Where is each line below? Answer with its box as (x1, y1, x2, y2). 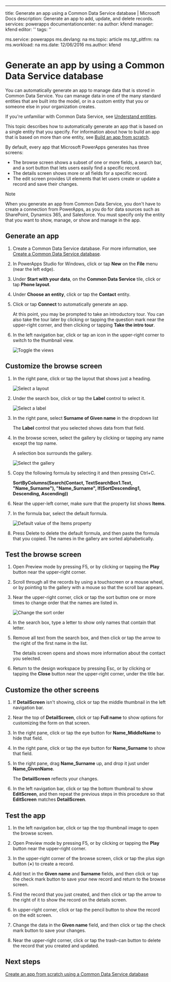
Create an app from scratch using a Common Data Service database (5, 971, 149, 977)
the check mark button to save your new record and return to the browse (12, 876, 166, 882)
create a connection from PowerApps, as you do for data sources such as (5, 206, 160, 212)
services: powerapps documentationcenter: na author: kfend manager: (5, 21, 154, 27)
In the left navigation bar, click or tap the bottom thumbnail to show (12, 786, 154, 792)
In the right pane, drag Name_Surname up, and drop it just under (12, 761, 150, 767)
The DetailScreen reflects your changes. (12, 776, 99, 782)
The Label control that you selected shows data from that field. (12, 424, 145, 431)
